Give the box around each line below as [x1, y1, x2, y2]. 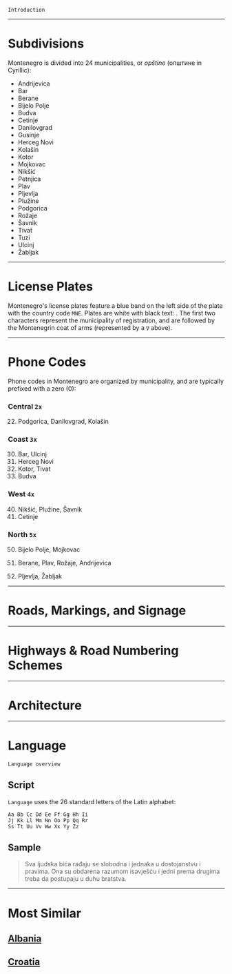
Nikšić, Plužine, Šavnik [17, 505, 83, 514]
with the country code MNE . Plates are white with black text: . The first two [8, 309, 216, 317]
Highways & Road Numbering [8, 643, 179, 659]
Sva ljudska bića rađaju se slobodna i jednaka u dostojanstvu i [24, 860, 201, 868]
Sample [8, 841, 41, 853]
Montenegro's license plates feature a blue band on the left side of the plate [8, 301, 223, 310]
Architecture [8, 698, 82, 714]
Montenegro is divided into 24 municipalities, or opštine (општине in [8, 59, 202, 67]
